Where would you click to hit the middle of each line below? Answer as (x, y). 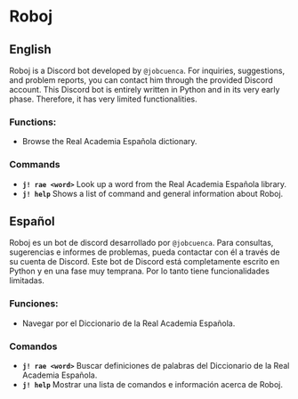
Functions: (33, 122)
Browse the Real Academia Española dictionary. (109, 142)
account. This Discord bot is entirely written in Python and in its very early (145, 90)
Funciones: (34, 304)
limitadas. (27, 281)
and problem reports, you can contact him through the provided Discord (141, 80)
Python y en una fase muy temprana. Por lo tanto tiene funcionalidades (139, 271)
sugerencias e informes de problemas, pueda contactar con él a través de (145, 252)
